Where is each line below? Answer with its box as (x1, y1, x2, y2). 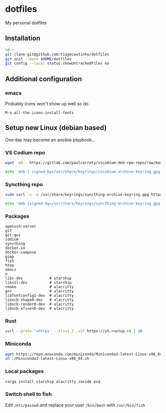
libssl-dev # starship (5, 280, 72, 285)
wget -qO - (5, 161, 28, 165)
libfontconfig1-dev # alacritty (5, 293, 74, 298)
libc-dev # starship (5, 276, 72, 281)
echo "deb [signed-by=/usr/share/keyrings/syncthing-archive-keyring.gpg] (5, 201, 163, 206)
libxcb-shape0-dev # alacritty (5, 297, 74, 302)
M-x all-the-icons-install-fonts (5, 110, 74, 115)
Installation (5, 34, 41, 42)
